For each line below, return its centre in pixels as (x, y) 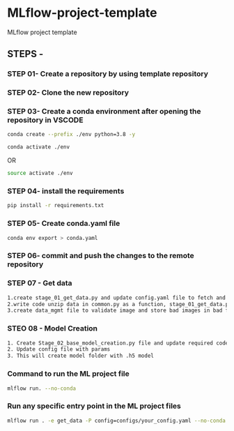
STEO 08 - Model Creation (53, 328)
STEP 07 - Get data (40, 283)
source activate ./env (40, 173)
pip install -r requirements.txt (56, 206)
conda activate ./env (39, 147)
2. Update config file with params (59, 349)
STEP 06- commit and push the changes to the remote (101, 256)
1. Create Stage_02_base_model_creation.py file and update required (110, 343)
